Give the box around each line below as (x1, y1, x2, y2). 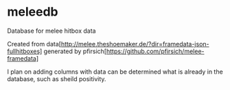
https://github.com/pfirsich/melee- (106, 47, 205, 55)
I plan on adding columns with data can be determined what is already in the (7, 67, 223, 76)
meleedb (7, 4, 58, 20)
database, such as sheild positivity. (7, 74, 106, 82)
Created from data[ (7, 40, 62, 48)
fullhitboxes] (7, 47, 43, 55)
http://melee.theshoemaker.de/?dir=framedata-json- (60, 40, 209, 48)
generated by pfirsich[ (43, 47, 107, 55)
